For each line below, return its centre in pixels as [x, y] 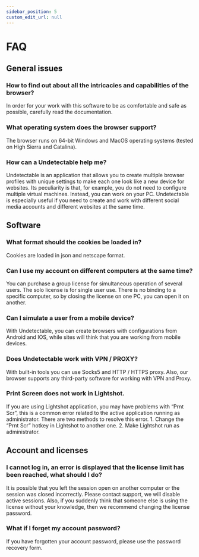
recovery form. [24, 547]
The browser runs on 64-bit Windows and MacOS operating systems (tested [100, 140]
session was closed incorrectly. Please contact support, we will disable [93, 494]
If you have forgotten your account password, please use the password [94, 541]
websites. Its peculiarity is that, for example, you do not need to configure [97, 187]
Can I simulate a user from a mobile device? [70, 317]
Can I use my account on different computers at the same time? [99, 270]
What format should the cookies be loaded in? [74, 243]
